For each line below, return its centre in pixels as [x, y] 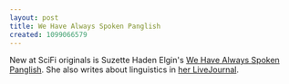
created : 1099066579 [49, 34]
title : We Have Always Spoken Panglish [85, 26]
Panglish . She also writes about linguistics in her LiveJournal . [124, 70]
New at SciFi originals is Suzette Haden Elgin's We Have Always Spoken [144, 61]
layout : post [34, 18]
